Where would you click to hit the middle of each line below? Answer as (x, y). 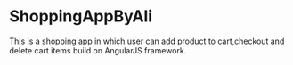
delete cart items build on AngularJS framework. (98, 50)
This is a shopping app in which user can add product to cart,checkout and (147, 41)
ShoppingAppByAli (81, 16)
